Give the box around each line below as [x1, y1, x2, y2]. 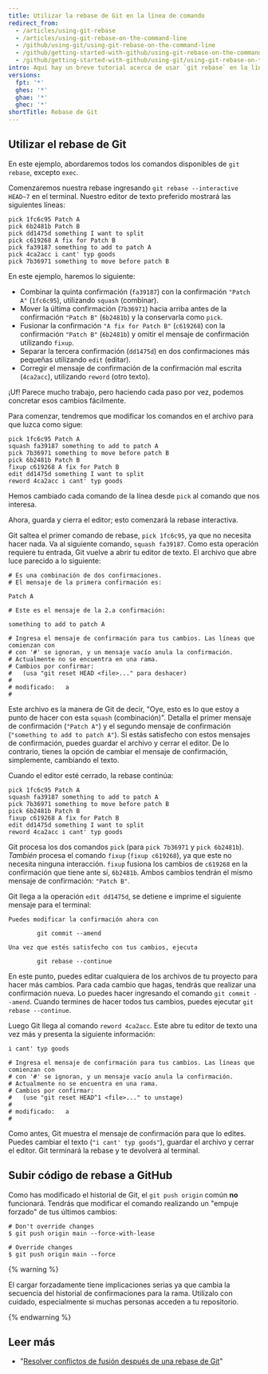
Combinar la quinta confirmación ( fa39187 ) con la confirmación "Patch [19, 287, 250, 296]
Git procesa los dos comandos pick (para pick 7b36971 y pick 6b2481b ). [8, 842, 245, 852]
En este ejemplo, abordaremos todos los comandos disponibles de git [8, 159, 240, 169]
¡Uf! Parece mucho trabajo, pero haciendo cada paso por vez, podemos [8, 387, 244, 396]
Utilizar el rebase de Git [8, 137, 127, 152]
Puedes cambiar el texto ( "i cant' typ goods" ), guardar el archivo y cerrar [8, 1137, 254, 1146]
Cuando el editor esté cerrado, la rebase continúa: [8, 770, 174, 780]
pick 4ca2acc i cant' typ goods [8, 250, 116, 258]
